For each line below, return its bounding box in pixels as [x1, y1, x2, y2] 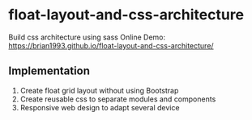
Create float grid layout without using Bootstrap [19, 85, 179, 95]
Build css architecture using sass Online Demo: [8, 32, 166, 42]
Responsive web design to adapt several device [19, 102, 180, 112]
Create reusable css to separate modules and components [19, 94, 216, 104]
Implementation [8, 64, 91, 78]
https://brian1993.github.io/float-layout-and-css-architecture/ [8, 40, 214, 50]
